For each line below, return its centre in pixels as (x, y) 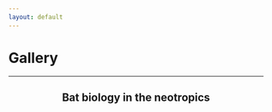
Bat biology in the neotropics (136, 97)
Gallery (33, 58)
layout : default (36, 17)
